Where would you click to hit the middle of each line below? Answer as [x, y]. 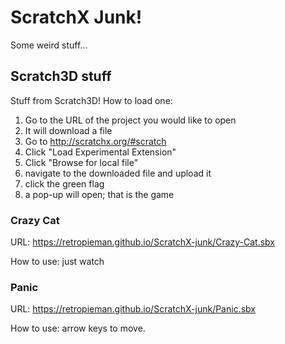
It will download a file [68, 130]
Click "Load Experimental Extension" [100, 152]
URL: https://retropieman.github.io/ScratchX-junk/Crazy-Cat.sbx [143, 242]
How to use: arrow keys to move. [78, 328]
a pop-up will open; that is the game [99, 194]
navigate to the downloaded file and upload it [118, 173]
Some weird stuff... [49, 45]
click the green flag [64, 183]
